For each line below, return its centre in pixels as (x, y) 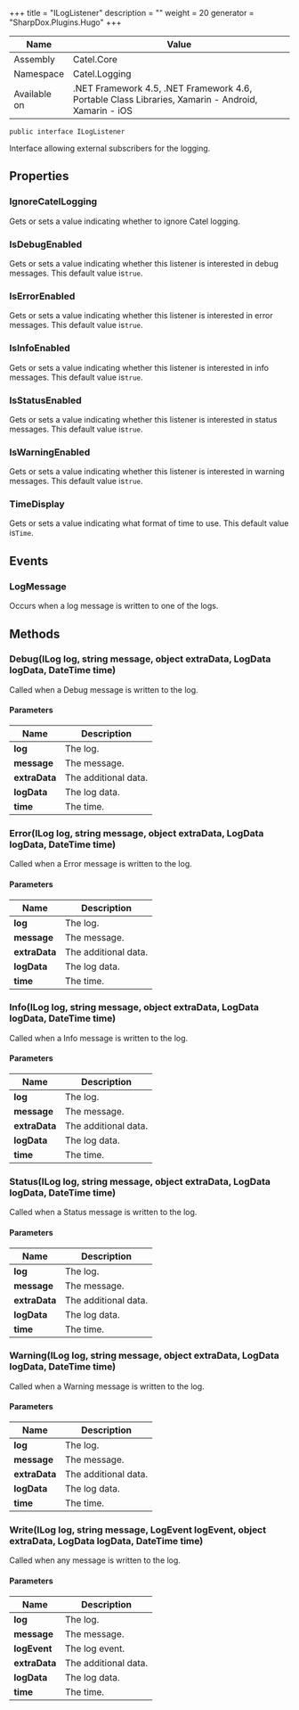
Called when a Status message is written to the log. (103, 1213)
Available (32, 94)
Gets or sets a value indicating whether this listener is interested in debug (144, 263)
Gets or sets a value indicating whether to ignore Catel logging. (125, 221)
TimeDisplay (37, 505)
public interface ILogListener (67, 132)
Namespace (39, 74)
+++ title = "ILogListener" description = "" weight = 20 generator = (132, 13)
